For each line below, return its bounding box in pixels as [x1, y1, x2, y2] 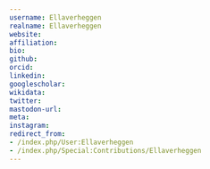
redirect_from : [9, 130, 66, 139]
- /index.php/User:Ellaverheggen [9, 138, 134, 147]
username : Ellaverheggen [9, 13, 102, 22]
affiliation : [9, 38, 58, 47]
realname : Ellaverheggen [9, 21, 102, 30]
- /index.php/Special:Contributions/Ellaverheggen [9, 146, 202, 155]
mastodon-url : [9, 105, 63, 114]
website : [9, 30, 42, 38]
